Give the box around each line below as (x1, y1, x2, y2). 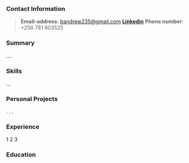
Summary (6, 39, 35, 47)
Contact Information (6, 5, 66, 13)
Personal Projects (6, 94, 58, 103)
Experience (6, 123, 39, 131)
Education (6, 151, 37, 159)
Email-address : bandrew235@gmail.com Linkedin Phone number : (20, 18, 184, 25)
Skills (6, 67, 22, 75)
